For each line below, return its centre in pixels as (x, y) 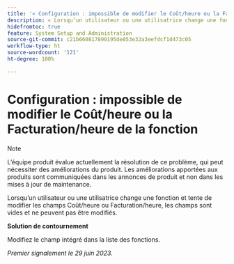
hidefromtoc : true (34, 26)
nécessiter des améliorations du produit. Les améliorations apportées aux (112, 169)
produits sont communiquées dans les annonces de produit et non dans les (115, 177)
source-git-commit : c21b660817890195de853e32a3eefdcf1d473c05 (99, 40)
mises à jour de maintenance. (49, 184)
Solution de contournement (48, 226)
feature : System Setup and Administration (70, 33)
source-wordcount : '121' (43, 53)
